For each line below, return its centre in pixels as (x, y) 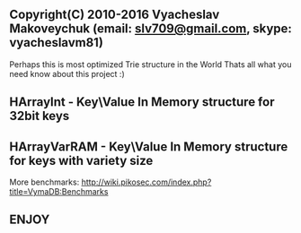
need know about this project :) (67, 73)
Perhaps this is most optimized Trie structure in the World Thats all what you (150, 64)
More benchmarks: (44, 182)
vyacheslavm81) (56, 43)
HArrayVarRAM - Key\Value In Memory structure (149, 147)
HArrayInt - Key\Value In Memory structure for (142, 102)
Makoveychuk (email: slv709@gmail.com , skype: (150, 29)
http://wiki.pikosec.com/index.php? (146, 182)
